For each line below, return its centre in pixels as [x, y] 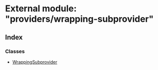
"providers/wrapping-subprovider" [79, 19]
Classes [15, 51]
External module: [41, 9]
